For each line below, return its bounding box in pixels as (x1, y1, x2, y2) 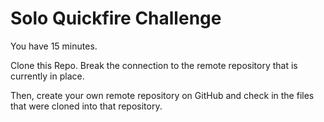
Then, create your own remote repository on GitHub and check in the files (10, 89, 315, 101)
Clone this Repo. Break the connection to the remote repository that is (10, 59, 298, 71)
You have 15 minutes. (10, 40, 98, 52)
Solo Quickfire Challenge (10, 7, 222, 30)
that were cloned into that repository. (10, 100, 163, 112)
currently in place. (10, 70, 85, 82)
